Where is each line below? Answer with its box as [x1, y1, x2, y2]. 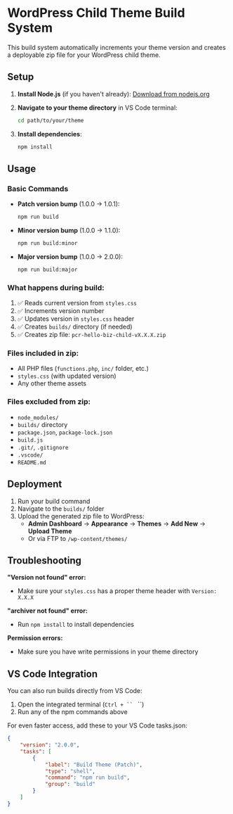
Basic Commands [7, 184, 69, 193]
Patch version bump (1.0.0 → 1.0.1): [17, 200, 120, 208]
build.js [17, 436, 44, 444]
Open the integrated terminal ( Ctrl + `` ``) [17, 700, 145, 708]
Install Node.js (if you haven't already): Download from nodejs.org [17, 89, 211, 98]
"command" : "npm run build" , [44, 774, 131, 782]
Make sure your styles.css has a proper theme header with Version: [17, 587, 218, 595]
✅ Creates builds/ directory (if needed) [17, 322, 133, 331]
